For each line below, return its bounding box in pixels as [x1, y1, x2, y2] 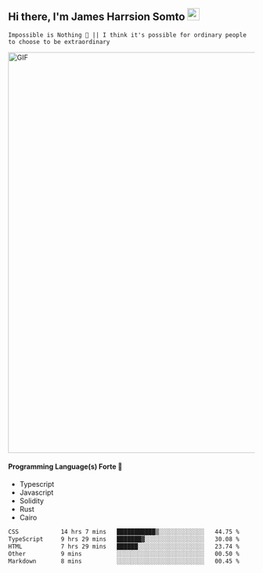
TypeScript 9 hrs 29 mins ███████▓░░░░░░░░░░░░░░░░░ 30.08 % [8, 535, 240, 543]
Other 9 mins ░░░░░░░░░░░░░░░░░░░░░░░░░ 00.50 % [8, 549, 240, 557]
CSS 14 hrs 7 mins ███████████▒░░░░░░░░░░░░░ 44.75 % [8, 528, 240, 536]
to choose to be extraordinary [8, 38, 110, 45]
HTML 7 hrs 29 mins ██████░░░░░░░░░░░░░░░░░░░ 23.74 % [8, 542, 240, 550]
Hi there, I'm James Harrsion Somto [8, 10, 186, 24]
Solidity [19, 496, 45, 506]
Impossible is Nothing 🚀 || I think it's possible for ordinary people [8, 31, 247, 39]
